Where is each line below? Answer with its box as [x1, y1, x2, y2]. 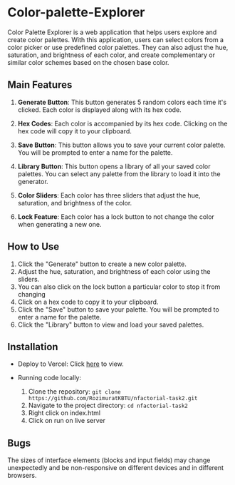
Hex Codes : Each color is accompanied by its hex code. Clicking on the [17, 119, 228, 128]
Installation [7, 340, 58, 353]
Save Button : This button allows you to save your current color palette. [17, 141, 226, 149]
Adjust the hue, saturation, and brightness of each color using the [17, 267, 211, 275]
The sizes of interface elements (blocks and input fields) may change [7, 456, 211, 464]
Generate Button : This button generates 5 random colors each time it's [17, 98, 226, 106]
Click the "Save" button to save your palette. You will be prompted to [17, 305, 219, 314]
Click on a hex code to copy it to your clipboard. [17, 297, 159, 306]
